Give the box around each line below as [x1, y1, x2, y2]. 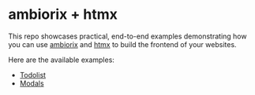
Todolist [19, 70, 46, 79]
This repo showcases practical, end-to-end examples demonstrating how [8, 31, 247, 41]
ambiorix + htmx [8, 5, 118, 24]
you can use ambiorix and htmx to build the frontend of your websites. [8, 39, 237, 49]
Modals [19, 79, 45, 88]
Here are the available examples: [8, 55, 114, 64]
